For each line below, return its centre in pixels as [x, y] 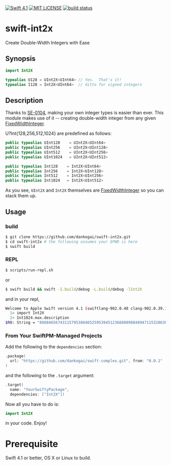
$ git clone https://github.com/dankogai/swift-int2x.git [68, 237]
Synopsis [20, 59]
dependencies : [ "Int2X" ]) [37, 394]
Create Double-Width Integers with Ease [48, 42]
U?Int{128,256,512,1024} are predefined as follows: [59, 133]
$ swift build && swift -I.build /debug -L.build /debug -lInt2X [74, 289]
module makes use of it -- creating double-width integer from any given [81, 118]
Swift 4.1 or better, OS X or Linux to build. [48, 458]
